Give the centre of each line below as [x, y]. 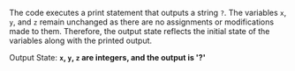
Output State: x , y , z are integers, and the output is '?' [107, 57]
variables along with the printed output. [81, 40]
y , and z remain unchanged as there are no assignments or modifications [142, 22]
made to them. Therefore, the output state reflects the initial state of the [140, 31]
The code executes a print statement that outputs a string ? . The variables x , [148, 13]
